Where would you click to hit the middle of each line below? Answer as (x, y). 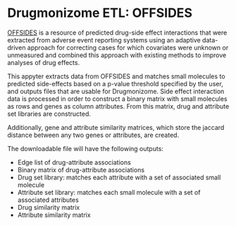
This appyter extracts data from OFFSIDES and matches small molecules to (116, 76)
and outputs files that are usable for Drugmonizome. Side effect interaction (116, 91)
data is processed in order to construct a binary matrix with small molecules (117, 99)
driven (17, 47)
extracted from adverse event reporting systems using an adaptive (104, 40)
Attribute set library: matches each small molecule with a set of (109, 192)
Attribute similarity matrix (54, 215)
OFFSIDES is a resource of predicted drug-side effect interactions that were (117, 32)
